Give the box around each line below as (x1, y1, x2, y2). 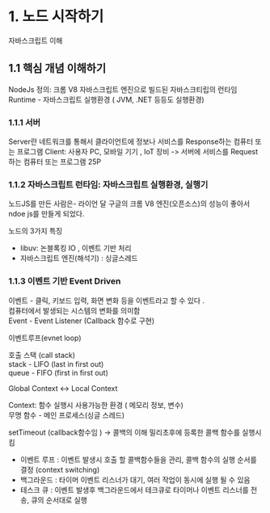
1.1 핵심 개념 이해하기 (8, 61, 107, 75)
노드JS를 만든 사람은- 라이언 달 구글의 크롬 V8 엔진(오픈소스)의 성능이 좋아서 (8, 199, 251, 208)
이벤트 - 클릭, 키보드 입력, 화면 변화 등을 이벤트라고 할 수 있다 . (8, 296, 205, 305)
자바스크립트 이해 (8, 36, 63, 45)
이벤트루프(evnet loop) (8, 333, 82, 343)
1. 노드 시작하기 (8, 7, 104, 26)
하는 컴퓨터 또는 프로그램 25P (8, 157, 102, 166)
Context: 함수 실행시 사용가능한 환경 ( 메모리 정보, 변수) (8, 400, 184, 410)
